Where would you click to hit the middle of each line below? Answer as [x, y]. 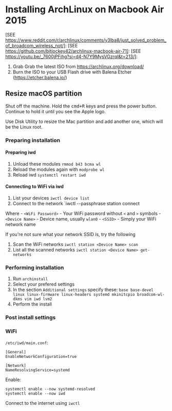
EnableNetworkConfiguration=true [41, 356]
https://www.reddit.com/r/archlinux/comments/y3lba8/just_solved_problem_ [86, 40]
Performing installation [35, 267]
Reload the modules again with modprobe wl [59, 169]
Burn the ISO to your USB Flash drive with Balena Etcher [72, 72]
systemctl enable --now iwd [35, 394]
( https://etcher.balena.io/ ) [40, 77]
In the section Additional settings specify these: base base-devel [83, 290]
